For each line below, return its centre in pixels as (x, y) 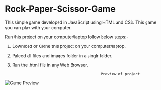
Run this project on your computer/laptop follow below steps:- (67, 37)
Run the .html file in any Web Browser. (50, 65)
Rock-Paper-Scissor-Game (60, 9)
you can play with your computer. (38, 27)
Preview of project (120, 74)
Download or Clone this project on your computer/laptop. (69, 46)
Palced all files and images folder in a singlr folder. (62, 55)
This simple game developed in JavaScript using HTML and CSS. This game (81, 22)
